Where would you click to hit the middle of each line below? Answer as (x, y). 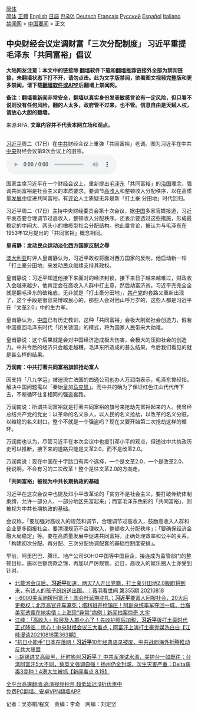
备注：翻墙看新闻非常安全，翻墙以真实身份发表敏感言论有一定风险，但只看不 (99, 97)
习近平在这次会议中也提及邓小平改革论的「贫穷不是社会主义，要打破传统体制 (99, 494)
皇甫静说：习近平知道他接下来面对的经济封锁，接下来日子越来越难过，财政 (96, 278)
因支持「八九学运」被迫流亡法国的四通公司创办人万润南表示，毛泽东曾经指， (99, 379)
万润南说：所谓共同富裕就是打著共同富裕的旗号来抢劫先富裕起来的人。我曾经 (99, 407)
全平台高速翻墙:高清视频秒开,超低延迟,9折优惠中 (64, 684)
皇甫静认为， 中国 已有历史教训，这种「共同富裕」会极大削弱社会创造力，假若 (99, 320)
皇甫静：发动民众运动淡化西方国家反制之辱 (58, 245)
